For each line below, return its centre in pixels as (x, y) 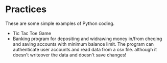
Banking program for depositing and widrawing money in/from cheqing (87, 39)
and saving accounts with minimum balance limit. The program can (83, 44)
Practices (26, 9)
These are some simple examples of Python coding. (60, 23)
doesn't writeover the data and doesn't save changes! (69, 55)
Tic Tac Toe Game (32, 33)
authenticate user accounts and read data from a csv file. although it (85, 49)
